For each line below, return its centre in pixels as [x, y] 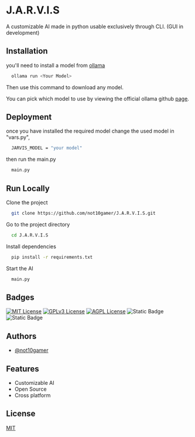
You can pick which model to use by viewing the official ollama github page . [97, 99]
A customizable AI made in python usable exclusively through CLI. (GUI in [95, 26]
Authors [21, 336]
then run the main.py [31, 160]
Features [23, 369]
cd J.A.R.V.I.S [30, 235]
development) [23, 32]
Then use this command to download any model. [65, 87]
